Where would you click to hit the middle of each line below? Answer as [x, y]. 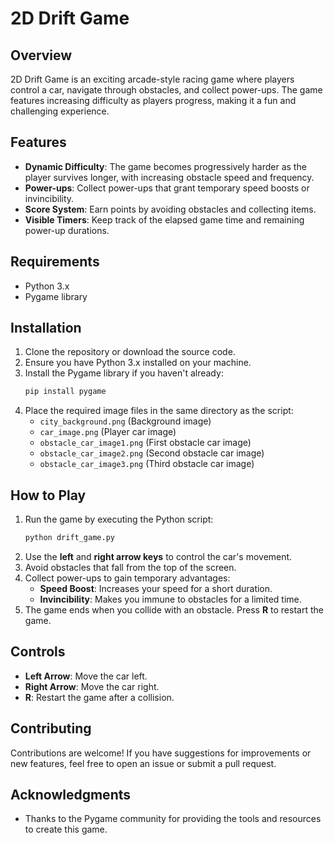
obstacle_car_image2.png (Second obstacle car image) [152, 453]
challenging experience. [60, 111]
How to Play [48, 495]
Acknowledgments [71, 795]
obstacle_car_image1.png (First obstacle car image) [145, 443]
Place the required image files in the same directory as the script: [159, 411]
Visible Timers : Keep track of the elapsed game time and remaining [164, 219]
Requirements [55, 262]
